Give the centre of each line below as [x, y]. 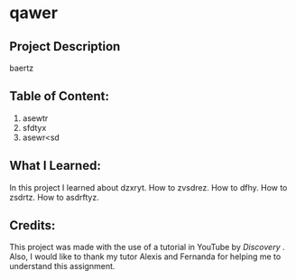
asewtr [35, 118]
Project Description [65, 47]
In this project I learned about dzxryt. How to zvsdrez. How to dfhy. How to [148, 187]
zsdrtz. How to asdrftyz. [54, 197]
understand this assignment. [62, 266]
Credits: [32, 225]
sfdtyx [34, 127]
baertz [22, 68]
